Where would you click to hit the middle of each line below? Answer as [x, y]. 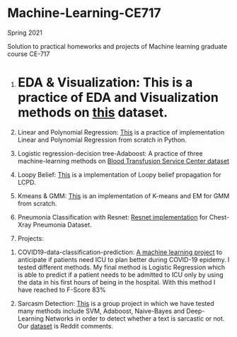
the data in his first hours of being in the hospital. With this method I [116, 282]
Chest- [219, 217]
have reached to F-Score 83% [62, 290]
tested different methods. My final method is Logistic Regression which [121, 267]
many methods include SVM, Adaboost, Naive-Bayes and [101, 311]
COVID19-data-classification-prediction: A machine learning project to [120, 252]
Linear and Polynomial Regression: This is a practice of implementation [121, 132]
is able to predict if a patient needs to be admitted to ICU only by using [121, 275]
